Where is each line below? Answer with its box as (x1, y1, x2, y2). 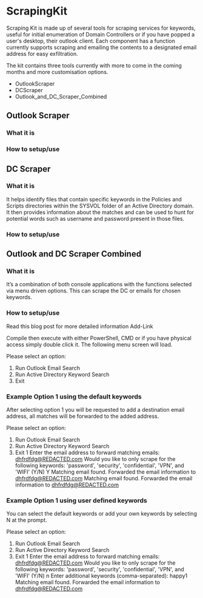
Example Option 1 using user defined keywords (6, 496, 147, 505)
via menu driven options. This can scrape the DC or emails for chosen (6, 287, 181, 295)
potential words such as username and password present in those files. (6, 215, 185, 222)
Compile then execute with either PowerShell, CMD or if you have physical (6, 334, 192, 341)
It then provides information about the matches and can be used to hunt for (6, 208, 195, 216)
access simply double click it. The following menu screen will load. (6, 341, 173, 348)
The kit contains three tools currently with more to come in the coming (6, 62, 182, 69)
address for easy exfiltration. (6, 50, 78, 57)
